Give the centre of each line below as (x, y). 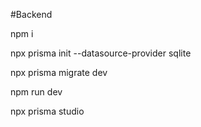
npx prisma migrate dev (59, 72)
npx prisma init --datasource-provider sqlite (101, 53)
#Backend (31, 14)
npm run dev (36, 92)
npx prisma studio (47, 111)
